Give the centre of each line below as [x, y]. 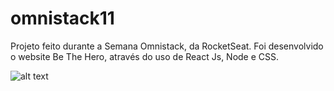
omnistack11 [62, 18]
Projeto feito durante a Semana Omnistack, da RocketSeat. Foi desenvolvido [167, 46]
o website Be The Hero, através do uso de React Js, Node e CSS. [145, 56]
